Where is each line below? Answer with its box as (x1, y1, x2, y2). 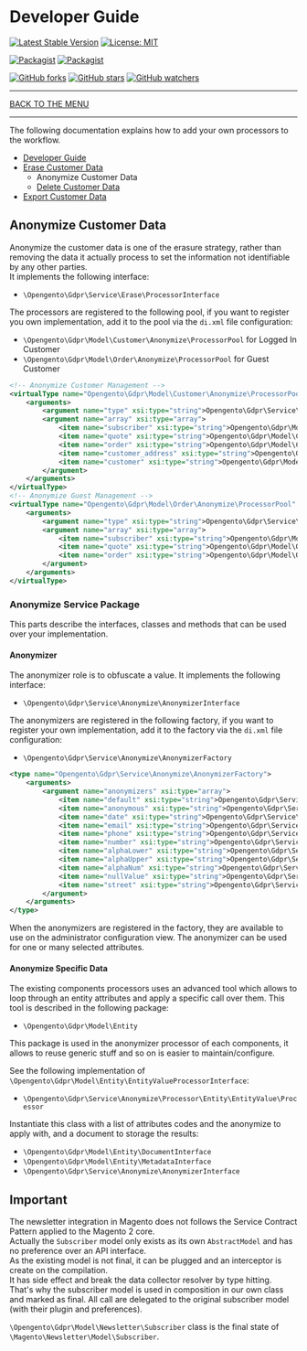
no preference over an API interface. (9, 1246, 147, 1257)
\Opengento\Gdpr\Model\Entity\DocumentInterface (22, 1148, 212, 1157)
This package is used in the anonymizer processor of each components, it (9, 1038, 289, 1049)
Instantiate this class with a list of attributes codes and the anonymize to (9, 1119, 281, 1130)
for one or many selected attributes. (9, 942, 144, 953)
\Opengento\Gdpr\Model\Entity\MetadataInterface (22, 1157, 212, 1167)
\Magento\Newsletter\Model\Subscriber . (9, 1331, 160, 1342)
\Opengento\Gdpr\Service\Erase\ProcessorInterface (22, 290, 220, 299)
